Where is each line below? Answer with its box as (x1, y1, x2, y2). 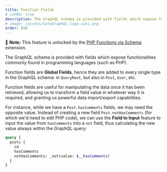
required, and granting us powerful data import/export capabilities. (5, 95, 142, 101)
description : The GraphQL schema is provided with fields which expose (5, 16, 157, 21)
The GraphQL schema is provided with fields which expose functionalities (5, 54, 156, 60)
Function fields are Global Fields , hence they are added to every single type (5, 69, 161, 75)
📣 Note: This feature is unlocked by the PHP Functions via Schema (5, 39, 142, 45)
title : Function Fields (5, 7, 55, 12)
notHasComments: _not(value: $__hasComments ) (14, 154, 110, 159)
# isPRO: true (5, 12, 35, 17)
